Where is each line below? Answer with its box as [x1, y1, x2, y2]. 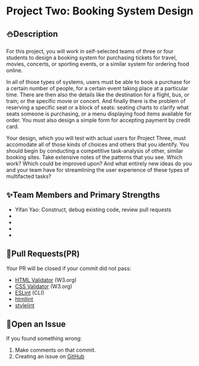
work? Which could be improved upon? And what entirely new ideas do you [6, 160, 192, 167]
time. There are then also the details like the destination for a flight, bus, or [6, 91, 189, 98]
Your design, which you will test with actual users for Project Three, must [6, 135, 186, 141]
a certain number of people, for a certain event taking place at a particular [6, 85, 188, 92]
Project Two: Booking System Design [6, 4, 194, 18]
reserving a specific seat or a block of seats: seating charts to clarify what [6, 104, 189, 111]
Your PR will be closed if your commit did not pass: [6, 265, 131, 272]
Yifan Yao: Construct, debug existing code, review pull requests [14, 205, 172, 213]
